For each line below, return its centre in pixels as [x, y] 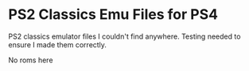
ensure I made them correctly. [58, 44]
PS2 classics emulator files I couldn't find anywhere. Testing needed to [124, 36]
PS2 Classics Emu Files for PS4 [113, 15]
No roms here [31, 60]
